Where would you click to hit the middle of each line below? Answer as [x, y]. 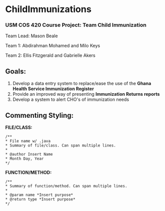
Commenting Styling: [40, 115]
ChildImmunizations [48, 9]
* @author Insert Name [29, 155]
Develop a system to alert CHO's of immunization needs [71, 100]
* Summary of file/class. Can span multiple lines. [61, 146]
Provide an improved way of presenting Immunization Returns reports [86, 94]
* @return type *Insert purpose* [40, 199]
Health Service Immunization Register [53, 89]
